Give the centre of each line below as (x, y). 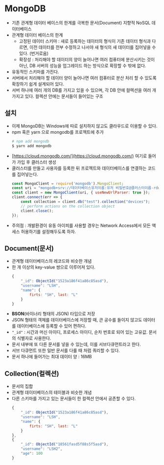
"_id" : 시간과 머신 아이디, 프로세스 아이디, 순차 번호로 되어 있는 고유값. (80, 332)
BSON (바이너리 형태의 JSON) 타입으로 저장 (53, 314)
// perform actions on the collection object (68, 206)
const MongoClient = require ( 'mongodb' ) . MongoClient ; (68, 184)
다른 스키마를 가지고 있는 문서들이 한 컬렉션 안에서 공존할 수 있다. (73, 399)
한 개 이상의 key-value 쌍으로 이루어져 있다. (54, 267)
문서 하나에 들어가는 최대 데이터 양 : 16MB (52, 357)
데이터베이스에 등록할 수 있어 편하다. (52, 326)
